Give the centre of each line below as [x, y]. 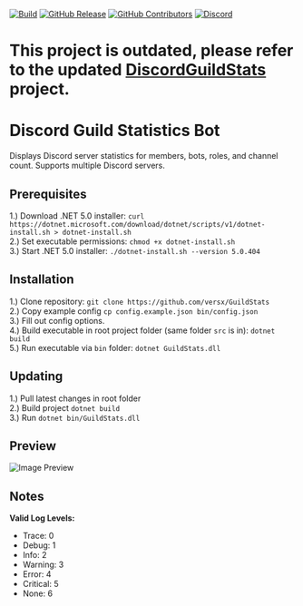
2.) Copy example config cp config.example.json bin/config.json [134, 311]
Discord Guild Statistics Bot [115, 131]
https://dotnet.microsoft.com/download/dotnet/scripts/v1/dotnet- [137, 224]
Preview [33, 446]
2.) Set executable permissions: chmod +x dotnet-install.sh [122, 241]
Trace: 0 [38, 536]
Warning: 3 [43, 565]
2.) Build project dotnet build [65, 407]
